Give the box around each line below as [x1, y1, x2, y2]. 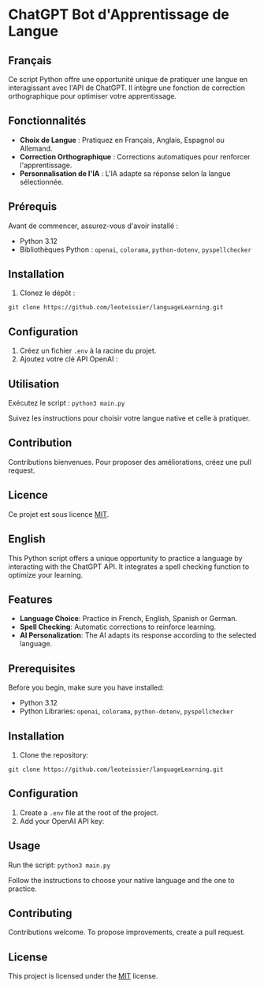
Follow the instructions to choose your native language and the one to [8, 875, 235, 885]
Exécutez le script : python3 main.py [8, 399, 125, 408]
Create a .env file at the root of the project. [19, 807, 159, 818]
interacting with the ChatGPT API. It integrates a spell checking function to [8, 562, 250, 571]
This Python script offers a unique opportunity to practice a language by [8, 553, 243, 563]
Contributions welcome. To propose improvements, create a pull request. [8, 927, 246, 937]
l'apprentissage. [19, 160, 73, 170]
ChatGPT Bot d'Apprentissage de [8, 6, 230, 24]
